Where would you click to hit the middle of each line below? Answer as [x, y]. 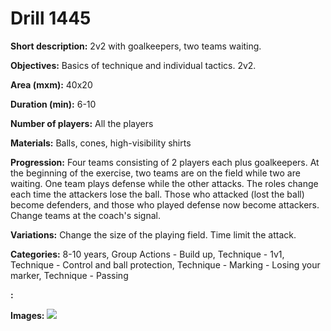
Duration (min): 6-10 [53, 104]
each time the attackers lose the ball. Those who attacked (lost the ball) [157, 194]
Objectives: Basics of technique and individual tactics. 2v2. [133, 65]
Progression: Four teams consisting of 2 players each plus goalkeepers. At [165, 162]
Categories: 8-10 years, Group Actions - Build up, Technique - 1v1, [147, 254]
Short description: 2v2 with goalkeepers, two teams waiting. [136, 46]
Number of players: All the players [82, 123]
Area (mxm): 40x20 [51, 84]
